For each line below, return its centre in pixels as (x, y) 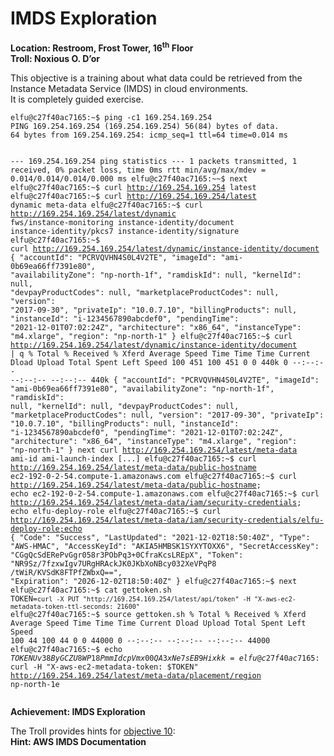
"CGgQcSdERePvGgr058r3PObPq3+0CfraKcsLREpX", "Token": (127, 555)
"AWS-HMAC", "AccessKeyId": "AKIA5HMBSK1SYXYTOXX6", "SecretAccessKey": (165, 546)
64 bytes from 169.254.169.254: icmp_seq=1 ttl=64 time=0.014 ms (149, 135)
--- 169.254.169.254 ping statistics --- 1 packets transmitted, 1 (154, 161)
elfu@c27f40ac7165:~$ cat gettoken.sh (91, 590)
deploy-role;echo (46, 528)
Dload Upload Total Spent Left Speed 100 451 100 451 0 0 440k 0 (149, 362)
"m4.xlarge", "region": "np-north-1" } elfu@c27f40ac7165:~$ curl (151, 336)
